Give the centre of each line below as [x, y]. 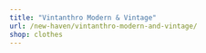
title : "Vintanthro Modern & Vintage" [83, 18]
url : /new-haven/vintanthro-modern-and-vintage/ [103, 26]
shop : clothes [36, 34]
